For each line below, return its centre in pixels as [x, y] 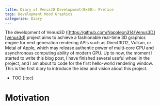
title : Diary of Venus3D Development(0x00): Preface [59, 9]
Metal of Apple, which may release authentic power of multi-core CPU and [80, 48]
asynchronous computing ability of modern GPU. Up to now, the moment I [79, 53]
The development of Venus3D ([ [37, 33]
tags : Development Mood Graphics [39, 14]
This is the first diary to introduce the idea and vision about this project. [76, 69]
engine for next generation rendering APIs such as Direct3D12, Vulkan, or [78, 43]
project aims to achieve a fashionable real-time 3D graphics [86, 37]
